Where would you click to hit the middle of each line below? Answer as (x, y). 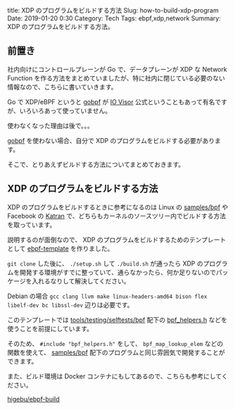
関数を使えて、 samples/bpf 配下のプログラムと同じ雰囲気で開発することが (116, 352)
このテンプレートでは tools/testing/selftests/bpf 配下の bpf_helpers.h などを (117, 320)
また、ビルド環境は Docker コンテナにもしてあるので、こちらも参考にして (114, 376)
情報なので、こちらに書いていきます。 (62, 87)
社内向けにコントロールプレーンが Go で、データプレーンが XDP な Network (117, 69)
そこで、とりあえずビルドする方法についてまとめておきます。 (96, 164)
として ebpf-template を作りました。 (61, 248)
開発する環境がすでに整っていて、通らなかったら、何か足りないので (118, 272)
